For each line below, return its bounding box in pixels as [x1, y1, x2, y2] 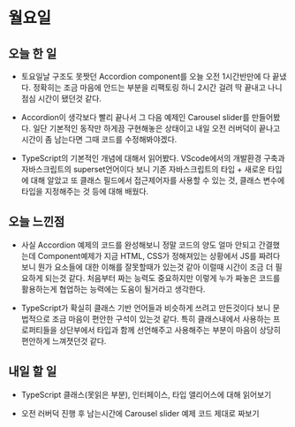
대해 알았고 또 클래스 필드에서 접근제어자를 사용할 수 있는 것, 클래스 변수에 [30, 175, 285, 186]
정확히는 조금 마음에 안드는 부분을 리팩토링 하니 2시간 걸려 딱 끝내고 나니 [33, 82, 283, 93]
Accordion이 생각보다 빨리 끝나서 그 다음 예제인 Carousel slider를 [20, 112, 250, 122]
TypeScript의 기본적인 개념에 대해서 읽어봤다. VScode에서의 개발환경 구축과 [20, 153, 285, 164]
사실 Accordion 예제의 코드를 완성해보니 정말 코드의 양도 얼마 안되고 [20, 240, 257, 250]
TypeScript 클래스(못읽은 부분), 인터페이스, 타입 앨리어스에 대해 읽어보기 [20, 389, 272, 400]
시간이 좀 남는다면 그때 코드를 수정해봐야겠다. [20, 134, 178, 144]
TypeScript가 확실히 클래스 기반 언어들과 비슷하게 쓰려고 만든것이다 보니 [20, 302, 271, 313]
